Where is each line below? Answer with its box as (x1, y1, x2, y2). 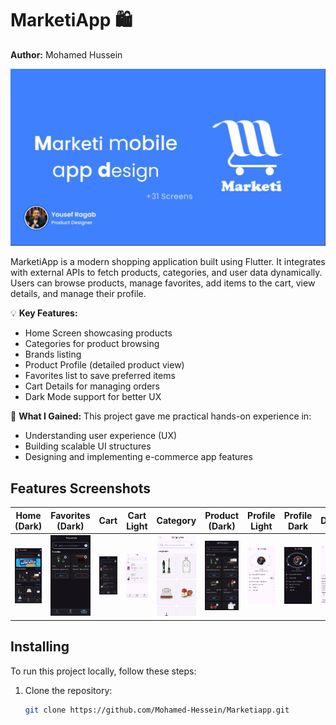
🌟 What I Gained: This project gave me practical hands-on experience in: (10, 410, 312, 422)
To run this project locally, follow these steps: (10, 665, 197, 677)
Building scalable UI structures (24, 440, 152, 452)
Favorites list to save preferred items (24, 370, 176, 382)
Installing (10, 638, 70, 656)
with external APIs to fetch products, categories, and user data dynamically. (10, 267, 323, 279)
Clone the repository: (24, 684, 113, 696)
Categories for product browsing (24, 338, 160, 350)
